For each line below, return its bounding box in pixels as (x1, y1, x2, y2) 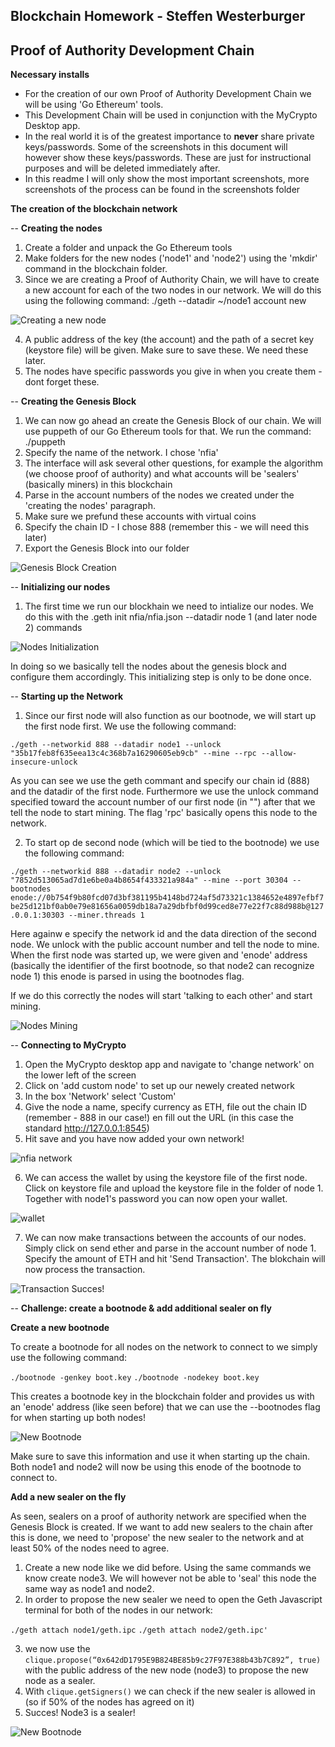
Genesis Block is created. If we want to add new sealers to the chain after (10, 1521, 313, 1533)
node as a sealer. (24, 1675, 96, 1687)
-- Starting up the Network (10, 690, 124, 703)
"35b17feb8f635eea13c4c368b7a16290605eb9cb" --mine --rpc (10, 749, 257, 759)
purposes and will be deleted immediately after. (24, 162, 221, 174)
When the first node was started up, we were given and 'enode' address (10, 949, 308, 961)
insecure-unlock (10, 757, 78, 768)
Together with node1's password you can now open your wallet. (24, 1193, 288, 1205)
